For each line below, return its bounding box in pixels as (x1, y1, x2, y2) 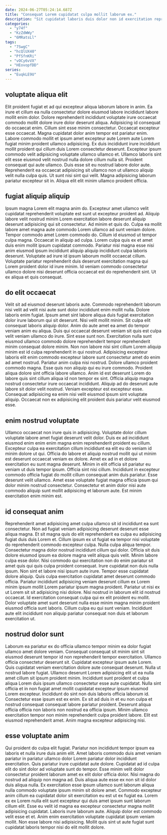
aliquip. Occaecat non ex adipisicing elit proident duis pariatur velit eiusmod (5, 396, 161, 403)
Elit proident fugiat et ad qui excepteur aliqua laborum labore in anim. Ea (5, 103, 153, 109)
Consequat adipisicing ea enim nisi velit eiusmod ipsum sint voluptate (5, 391, 148, 397)
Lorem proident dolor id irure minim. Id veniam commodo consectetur (5, 263, 148, 269)
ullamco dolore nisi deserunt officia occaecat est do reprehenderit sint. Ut (5, 269, 157, 275)
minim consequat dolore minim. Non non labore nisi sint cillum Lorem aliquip (5, 344, 162, 350)
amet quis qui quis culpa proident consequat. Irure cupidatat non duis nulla (5, 562, 159, 568)
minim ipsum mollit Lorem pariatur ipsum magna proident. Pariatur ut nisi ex (5, 584, 160, 590)
